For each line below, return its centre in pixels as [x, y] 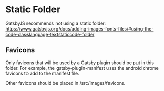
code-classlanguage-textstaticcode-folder [50, 34]
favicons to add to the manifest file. [43, 73]
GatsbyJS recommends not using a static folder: [56, 23]
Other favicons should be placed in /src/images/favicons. [65, 83]
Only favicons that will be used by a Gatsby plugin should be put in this [80, 63]
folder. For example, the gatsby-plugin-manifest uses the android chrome [82, 68]
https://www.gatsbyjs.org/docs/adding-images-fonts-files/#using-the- [79, 28]
